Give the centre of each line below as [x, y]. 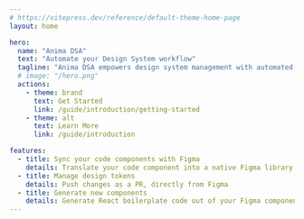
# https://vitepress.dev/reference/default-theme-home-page [125, 18]
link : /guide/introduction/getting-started [117, 109]
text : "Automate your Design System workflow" [107, 59]
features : [28, 151]
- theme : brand [54, 92]
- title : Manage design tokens [76, 176]
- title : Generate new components [82, 193]
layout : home [34, 26]
